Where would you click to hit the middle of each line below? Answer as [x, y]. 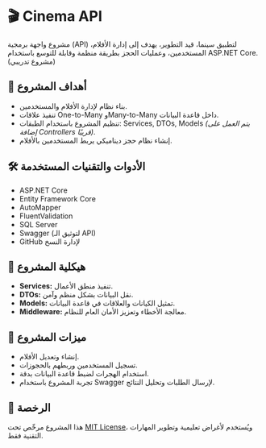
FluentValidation [46, 216]
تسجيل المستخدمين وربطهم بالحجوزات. [78, 365]
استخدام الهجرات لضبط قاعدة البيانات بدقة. [84, 374]
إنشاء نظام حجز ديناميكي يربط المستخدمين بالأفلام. [96, 140]
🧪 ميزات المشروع [47, 337]
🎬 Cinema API [55, 17]
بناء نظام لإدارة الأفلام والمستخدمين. [73, 106]
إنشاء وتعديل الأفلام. [49, 357]
